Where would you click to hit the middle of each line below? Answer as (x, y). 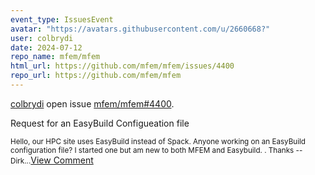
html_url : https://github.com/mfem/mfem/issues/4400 (122, 66)
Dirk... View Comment (52, 160)
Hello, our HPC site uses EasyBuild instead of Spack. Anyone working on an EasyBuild (158, 141)
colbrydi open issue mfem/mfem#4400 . (92, 103)
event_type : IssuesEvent (62, 19)
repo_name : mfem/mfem (55, 57)
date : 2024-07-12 (46, 47)
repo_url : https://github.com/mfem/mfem (96, 76)
